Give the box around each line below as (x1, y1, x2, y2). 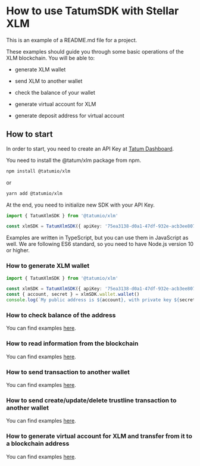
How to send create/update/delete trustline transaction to (6, 396, 177, 404)
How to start (6, 129, 53, 139)
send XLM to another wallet (14, 77, 83, 85)
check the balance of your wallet (14, 89, 95, 96)
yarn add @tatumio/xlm (6, 190, 62, 196)
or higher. (6, 247, 30, 254)
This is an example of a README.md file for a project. (6, 36, 137, 43)
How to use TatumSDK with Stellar (6, 4, 179, 18)
